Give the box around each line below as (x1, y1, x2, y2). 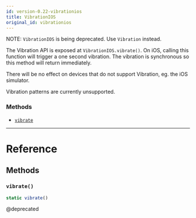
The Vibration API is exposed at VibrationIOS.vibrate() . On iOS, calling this (6, 47, 189, 54)
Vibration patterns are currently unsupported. (6, 88, 116, 96)
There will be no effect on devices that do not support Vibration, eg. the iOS (6, 71, 188, 78)
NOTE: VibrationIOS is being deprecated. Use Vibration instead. (6, 36, 162, 43)
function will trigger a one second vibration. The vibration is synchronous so (6, 53, 190, 60)
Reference (6, 142, 57, 155)
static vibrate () (6, 195, 48, 201)
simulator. (6, 77, 30, 84)
